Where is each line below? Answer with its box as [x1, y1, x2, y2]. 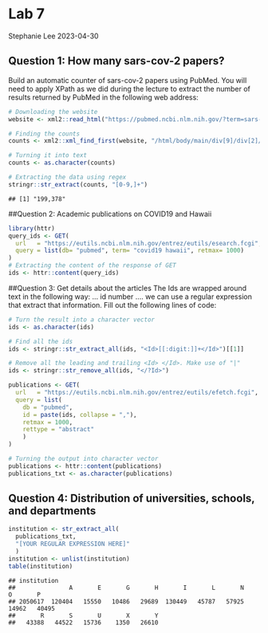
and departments [8, 504, 97, 518]
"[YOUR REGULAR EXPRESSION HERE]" [15, 540, 130, 548]
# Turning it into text [8, 151, 88, 159]
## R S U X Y [8, 611, 159, 619]
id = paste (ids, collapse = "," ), [22, 411, 137, 419]
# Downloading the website [8, 108, 98, 116]
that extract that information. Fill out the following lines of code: [8, 300, 217, 309]
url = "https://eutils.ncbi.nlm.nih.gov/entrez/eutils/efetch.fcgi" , [15, 388, 259, 396]
